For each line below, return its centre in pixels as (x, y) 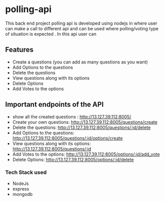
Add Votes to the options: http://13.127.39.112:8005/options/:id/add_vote (86, 154)
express (21, 189)
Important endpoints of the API (54, 105)
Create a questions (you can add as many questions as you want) (80, 62)
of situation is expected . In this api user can (51, 34)
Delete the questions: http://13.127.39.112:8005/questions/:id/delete (81, 127)
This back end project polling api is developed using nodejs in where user (81, 23)
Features (19, 50)
